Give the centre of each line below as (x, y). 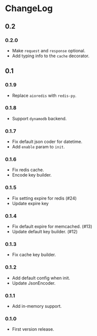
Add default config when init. (41, 278)
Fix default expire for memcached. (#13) (52, 226)
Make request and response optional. (49, 50)
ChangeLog (29, 8)
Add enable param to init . (38, 147)
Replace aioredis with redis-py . (44, 96)
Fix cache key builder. (34, 255)
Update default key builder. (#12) (45, 232)
